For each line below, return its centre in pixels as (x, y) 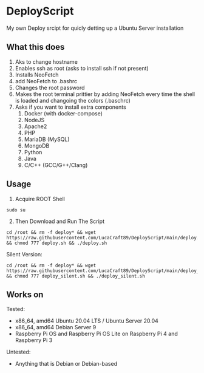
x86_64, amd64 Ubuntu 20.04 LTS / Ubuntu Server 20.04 (87, 321)
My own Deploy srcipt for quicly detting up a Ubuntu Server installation (95, 28)
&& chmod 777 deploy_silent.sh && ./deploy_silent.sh (76, 276)
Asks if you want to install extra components (70, 107)
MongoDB (37, 145)
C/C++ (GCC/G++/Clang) (56, 165)
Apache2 (36, 126)
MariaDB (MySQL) (47, 139)
